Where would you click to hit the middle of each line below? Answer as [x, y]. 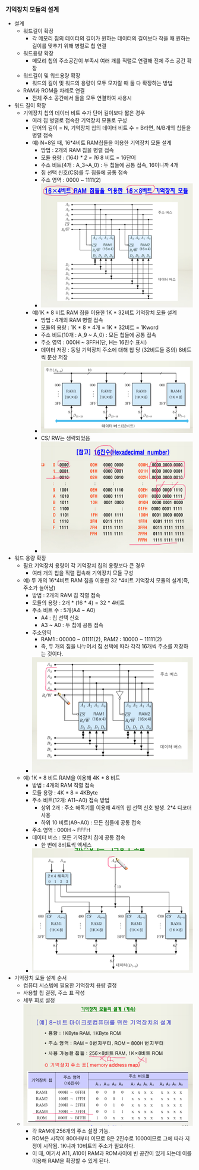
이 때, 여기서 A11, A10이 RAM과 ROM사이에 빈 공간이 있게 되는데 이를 [112, 1153]
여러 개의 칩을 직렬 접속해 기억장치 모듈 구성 [83, 573]
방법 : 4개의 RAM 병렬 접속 [72, 320]
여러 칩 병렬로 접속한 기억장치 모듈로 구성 [79, 120]
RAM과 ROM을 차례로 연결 [54, 91]
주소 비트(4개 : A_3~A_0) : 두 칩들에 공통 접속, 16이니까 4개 [110, 165]
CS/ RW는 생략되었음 [65, 438]
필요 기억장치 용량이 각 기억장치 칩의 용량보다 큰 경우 [84, 565]
